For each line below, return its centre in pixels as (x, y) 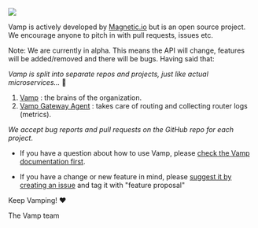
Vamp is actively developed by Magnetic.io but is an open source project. (127, 27)
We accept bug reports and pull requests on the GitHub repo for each (121, 129)
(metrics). (35, 114)
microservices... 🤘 (37, 82)
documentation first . (52, 162)
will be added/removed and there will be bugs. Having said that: (111, 59)
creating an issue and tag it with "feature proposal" (102, 185)
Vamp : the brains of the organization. (81, 97)
